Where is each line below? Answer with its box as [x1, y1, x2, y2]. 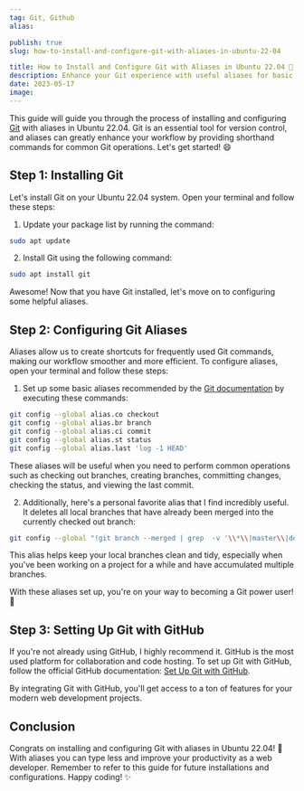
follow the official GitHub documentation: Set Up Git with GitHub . [9, 665, 251, 676]
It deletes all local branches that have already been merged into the [22, 506, 274, 517]
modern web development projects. [9, 692, 143, 703]
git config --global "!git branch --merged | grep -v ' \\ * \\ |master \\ [9, 533, 285, 542]
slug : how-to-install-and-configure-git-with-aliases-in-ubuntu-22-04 [9, 46, 281, 55]
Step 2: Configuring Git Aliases [9, 322, 188, 337]
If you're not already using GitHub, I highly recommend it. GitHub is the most [9, 646, 294, 657]
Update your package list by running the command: [22, 219, 214, 230]
